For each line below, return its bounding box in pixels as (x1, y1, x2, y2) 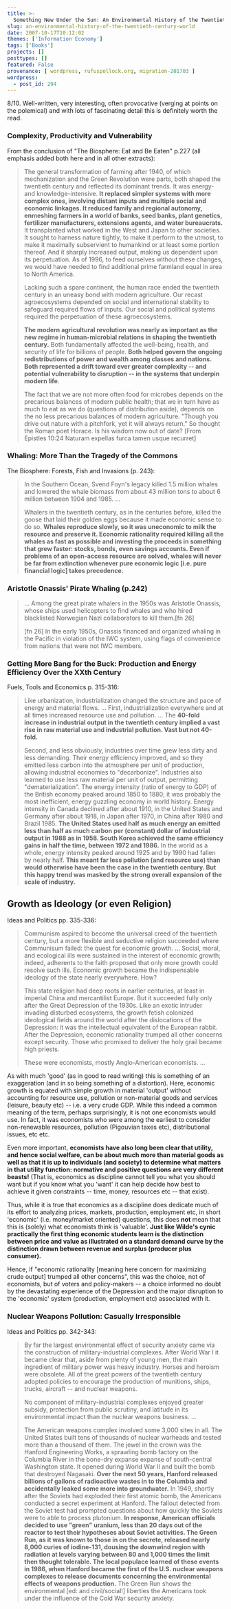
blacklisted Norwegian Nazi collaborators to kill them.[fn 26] (23, 614, 195, 623)
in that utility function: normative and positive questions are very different (7, 1165, 223, 1174)
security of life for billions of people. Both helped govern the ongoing (23, 347, 222, 356)
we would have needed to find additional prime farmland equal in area (23, 262, 222, 270)
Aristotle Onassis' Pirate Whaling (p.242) (7, 583, 148, 593)
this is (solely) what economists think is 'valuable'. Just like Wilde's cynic (7, 1222, 216, 1231)
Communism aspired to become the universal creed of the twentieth (23, 929, 217, 938)
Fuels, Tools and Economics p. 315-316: (7, 683, 120, 691)
